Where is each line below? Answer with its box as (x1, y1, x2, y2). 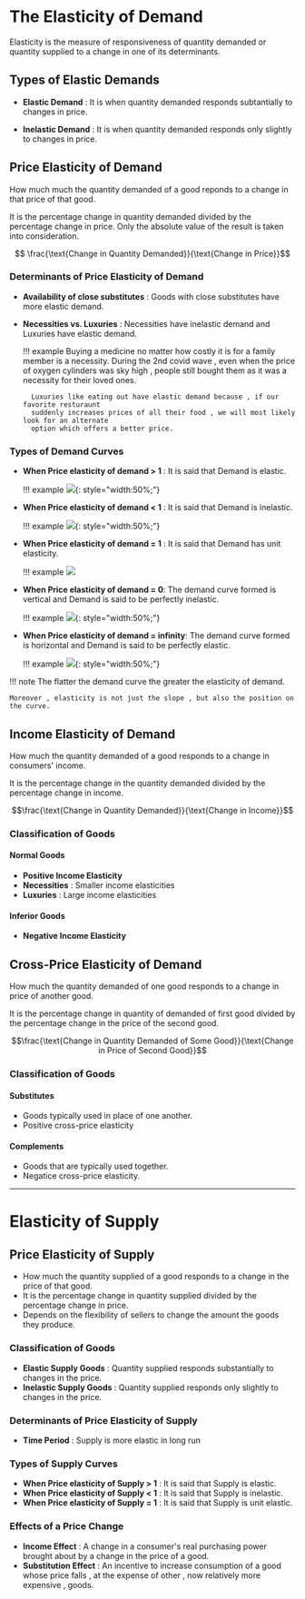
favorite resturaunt (22, 400, 101, 410)
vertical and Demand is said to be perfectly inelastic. (22, 594, 220, 605)
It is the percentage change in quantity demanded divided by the (9, 211, 251, 222)
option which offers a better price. (31, 424, 174, 433)
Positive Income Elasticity (22, 870, 123, 882)
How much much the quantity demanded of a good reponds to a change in (9, 183, 289, 194)
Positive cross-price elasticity (22, 1120, 134, 1131)
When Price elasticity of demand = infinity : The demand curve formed (22, 630, 290, 641)
